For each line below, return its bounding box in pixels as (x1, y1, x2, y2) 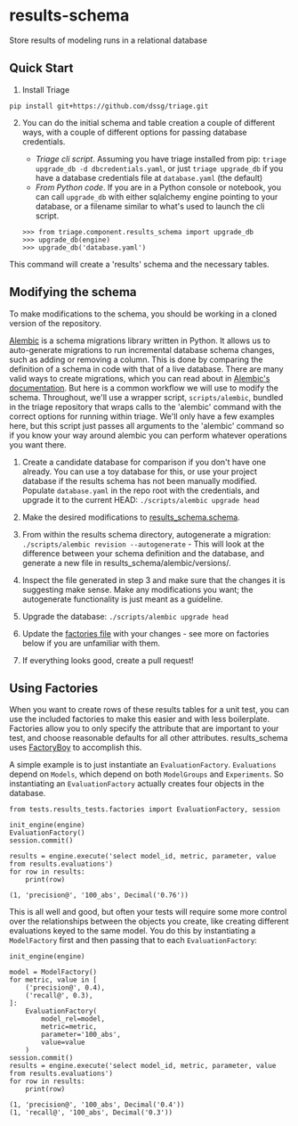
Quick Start (9, 61, 74, 76)
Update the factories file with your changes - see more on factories (21, 628, 270, 638)
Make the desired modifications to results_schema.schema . (21, 512, 240, 522)
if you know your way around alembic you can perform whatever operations (9, 430, 287, 440)
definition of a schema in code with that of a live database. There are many (9, 363, 284, 374)
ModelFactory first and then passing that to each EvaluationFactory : (9, 935, 258, 946)
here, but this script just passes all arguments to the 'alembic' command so (9, 420, 285, 431)
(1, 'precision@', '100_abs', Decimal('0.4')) (9, 1100, 185, 1110)
